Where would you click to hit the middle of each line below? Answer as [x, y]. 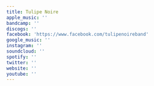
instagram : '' [24, 46]
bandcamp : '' [23, 23]
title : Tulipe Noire [33, 12]
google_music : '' [28, 40]
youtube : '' [21, 74]
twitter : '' [21, 62]
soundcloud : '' [26, 51]
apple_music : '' [27, 18]
